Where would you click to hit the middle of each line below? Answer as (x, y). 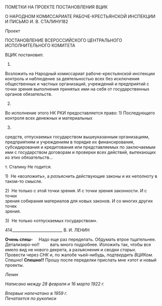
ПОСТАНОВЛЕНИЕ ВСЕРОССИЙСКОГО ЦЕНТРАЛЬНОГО (64, 40)
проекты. (15, 265)
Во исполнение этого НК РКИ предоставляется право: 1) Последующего (80, 113)
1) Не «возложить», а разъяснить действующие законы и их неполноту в (81, 176)
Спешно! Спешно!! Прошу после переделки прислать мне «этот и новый (81, 260)
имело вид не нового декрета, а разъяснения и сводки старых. (71, 250)
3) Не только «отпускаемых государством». (51, 221)
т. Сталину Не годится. (29, 167)
